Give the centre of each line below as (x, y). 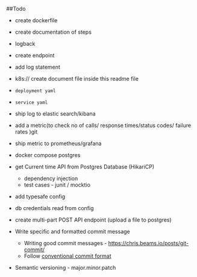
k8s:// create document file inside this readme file (77, 79)
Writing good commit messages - (65, 243)
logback (25, 44)
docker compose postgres (48, 155)
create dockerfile (36, 20)
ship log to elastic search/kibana (55, 114)
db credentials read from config (54, 208)
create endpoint (35, 55)
